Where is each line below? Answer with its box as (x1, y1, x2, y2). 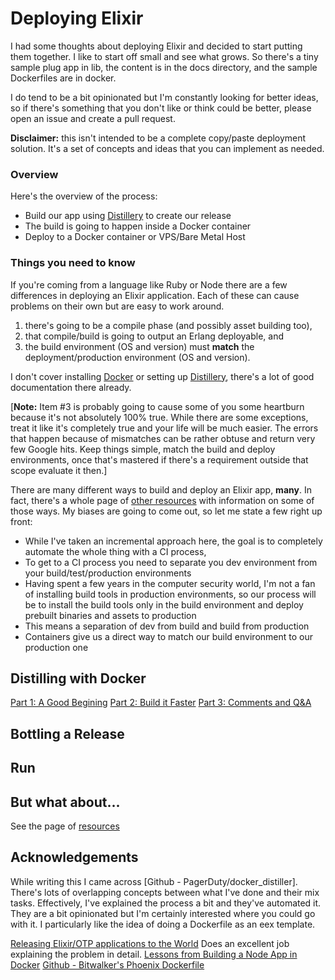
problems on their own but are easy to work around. (10, 300, 225, 312)
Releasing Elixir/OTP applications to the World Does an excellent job (10, 937, 290, 949)
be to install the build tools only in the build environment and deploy (24, 598, 304, 611)
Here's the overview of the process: (10, 190, 158, 202)
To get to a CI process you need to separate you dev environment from (24, 556, 318, 568)
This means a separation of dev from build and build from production (24, 620, 310, 632)
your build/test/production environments (24, 567, 192, 579)
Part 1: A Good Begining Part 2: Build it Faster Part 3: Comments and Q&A (10, 697, 312, 709)
